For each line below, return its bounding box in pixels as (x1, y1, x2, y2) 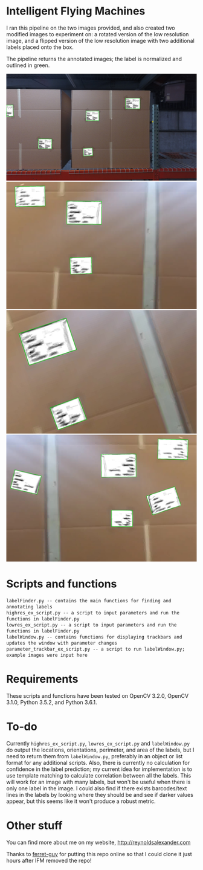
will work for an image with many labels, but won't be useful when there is (6, 778, 191, 785)
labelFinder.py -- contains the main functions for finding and (6, 598, 172, 604)
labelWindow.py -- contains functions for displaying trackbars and (6, 634, 182, 640)
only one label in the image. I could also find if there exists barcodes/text (6, 784, 187, 792)
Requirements (6, 672, 79, 686)
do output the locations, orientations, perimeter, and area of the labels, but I (6, 746, 195, 753)
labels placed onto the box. (6, 43, 74, 51)
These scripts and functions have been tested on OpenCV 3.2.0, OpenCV (6, 692, 189, 699)
